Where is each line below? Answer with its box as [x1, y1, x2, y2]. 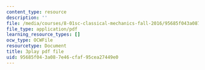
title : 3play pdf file [6, 49, 64, 55]
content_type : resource [6, 9, 67, 15]
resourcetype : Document [6, 43, 67, 49]
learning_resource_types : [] [6, 32, 81, 38]
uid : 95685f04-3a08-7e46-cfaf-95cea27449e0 [6, 54, 119, 60]
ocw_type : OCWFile [6, 37, 53, 43]
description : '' [6, 15, 48, 21]
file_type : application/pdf [6, 26, 78, 32]
